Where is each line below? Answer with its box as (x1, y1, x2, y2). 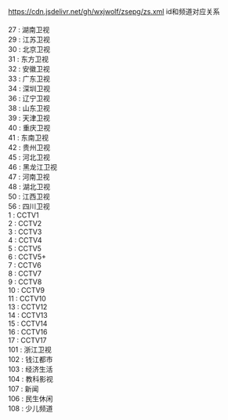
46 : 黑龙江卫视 (8, 163, 57, 171)
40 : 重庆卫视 (8, 123, 51, 132)
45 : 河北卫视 (8, 152, 51, 162)
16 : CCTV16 (8, 327, 48, 336)
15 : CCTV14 (8, 319, 48, 328)
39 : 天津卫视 (8, 113, 51, 122)
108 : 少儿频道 (8, 404, 53, 413)
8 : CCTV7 (8, 269, 42, 278)
